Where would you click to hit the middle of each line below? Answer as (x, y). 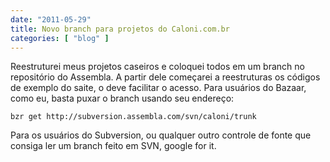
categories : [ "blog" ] (60, 38)
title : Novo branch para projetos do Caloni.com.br (120, 29)
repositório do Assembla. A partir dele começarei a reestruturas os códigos (165, 77)
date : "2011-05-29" (51, 19)
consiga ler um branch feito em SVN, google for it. (113, 146)
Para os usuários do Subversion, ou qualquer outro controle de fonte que (161, 135)
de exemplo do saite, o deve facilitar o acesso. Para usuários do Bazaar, (158, 88)
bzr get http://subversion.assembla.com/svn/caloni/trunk (133, 117)
